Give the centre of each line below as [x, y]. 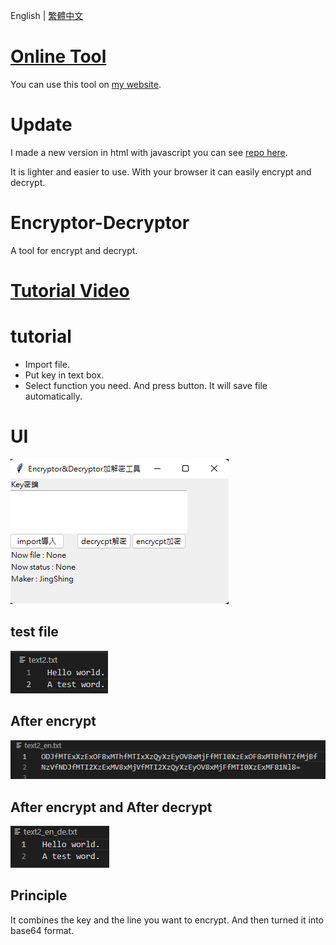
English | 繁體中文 [47, 15]
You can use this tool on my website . [86, 84]
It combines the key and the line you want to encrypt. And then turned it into [167, 920]
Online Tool [58, 56]
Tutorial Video [70, 291]
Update [41, 125]
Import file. [47, 364]
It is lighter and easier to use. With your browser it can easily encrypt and [161, 171]
